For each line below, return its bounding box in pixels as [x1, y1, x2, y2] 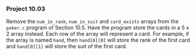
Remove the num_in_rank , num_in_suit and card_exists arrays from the [6, 18, 179, 25]
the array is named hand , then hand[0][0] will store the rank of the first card [6, 37, 190, 44]
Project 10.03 [6, 5, 46, 13]
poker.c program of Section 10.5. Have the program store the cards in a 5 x [6, 24, 189, 31]
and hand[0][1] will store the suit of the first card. [6, 43, 128, 50]
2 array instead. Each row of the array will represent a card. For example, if [6, 30, 189, 37]
